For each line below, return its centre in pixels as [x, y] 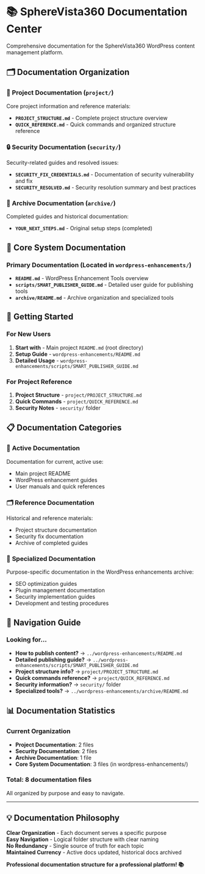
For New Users [29, 334]
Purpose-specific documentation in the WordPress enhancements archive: [100, 572]
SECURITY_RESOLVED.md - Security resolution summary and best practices [106, 187]
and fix [24, 181]
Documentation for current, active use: [55, 461]
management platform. [35, 52]
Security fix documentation [49, 536]
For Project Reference [39, 381]
